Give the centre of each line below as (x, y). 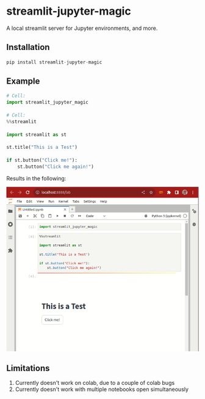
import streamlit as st (37, 135)
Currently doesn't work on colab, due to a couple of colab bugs (95, 383)
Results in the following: (36, 178)
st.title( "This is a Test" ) (42, 148)
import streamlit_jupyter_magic (47, 102)
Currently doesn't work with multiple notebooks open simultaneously (102, 389)
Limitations (28, 368)
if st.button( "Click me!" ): (42, 160)
